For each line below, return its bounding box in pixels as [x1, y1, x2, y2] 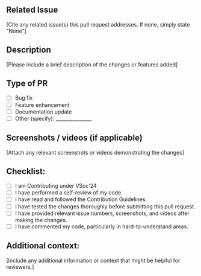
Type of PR [6, 79, 48, 89]
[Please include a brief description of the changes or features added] [6, 60, 178, 68]
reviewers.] [6, 263, 34, 271]
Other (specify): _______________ [14, 115, 92, 122]
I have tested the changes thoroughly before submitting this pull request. [14, 202, 196, 210]
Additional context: [6, 241, 80, 251]
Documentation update [14, 108, 72, 115]
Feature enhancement [14, 101, 70, 108]
